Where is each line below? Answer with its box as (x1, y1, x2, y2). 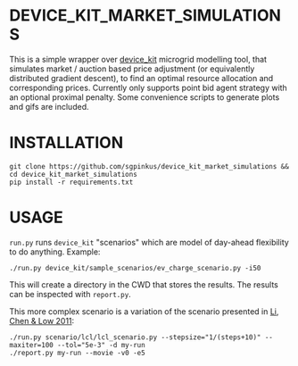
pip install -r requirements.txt (9, 178, 134, 187)
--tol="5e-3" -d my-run (56, 340, 145, 349)
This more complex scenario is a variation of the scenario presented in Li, (9, 305, 279, 317)
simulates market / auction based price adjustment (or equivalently (9, 63, 255, 74)
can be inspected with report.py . (9, 288, 131, 299)
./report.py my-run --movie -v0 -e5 (9, 348, 145, 357)
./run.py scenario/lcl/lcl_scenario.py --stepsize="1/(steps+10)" (9, 332, 261, 342)
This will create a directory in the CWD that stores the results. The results (9, 279, 278, 290)
